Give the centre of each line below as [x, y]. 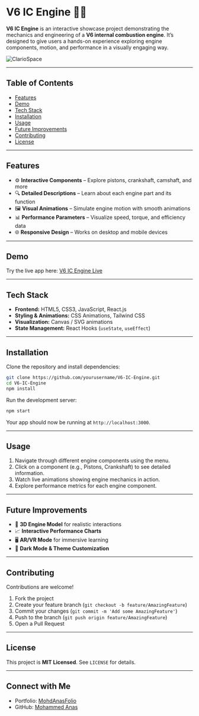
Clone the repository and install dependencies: [63, 367]
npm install [21, 389]
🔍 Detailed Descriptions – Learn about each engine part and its [93, 193]
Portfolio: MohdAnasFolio [46, 701]
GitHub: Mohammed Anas [46, 707]
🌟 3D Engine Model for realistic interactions [68, 524]
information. [29, 473]
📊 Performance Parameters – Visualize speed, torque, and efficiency [100, 217]
